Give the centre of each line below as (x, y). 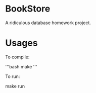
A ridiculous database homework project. (48, 23)
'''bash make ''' (21, 66)
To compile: (17, 57)
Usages (21, 43)
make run (15, 86)
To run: (13, 76)
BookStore (28, 9)
